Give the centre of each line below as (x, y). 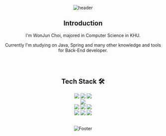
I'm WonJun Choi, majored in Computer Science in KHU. (83, 35)
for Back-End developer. (83, 50)
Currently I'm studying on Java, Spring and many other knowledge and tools (83, 45)
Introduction (83, 23)
